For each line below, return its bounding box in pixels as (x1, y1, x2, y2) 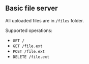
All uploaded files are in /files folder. (5, 17, 84, 23)
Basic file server (5, 4, 58, 13)
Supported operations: (5, 27, 52, 34)
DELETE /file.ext (12, 54, 50, 59)
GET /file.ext (12, 43, 43, 49)
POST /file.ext (12, 49, 45, 54)
